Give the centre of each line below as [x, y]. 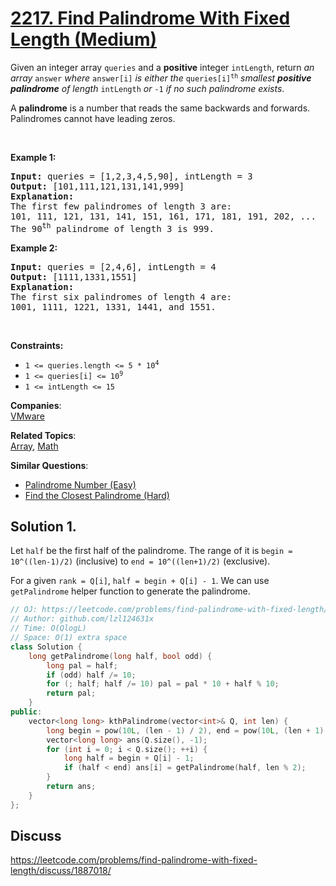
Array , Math [34, 446]
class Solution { [46, 647]
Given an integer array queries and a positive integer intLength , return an [162, 67]
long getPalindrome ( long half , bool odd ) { [120, 656]
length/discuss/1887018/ [61, 871]
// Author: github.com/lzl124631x [82, 619]
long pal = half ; [82, 665]
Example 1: [33, 157]
